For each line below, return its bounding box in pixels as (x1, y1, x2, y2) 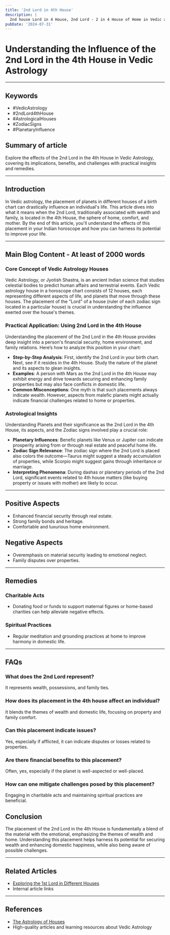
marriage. (12, 463, 33, 470)
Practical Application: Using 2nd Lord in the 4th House (5, 322, 142, 329)
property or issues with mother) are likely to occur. (12, 480, 118, 486)
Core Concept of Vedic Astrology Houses (5, 265, 109, 272)
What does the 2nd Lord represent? (5, 673, 95, 680)
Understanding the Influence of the (5, 44, 156, 55)
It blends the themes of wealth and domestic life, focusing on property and (5, 709, 161, 715)
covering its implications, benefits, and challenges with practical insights (5, 160, 157, 166)
